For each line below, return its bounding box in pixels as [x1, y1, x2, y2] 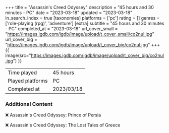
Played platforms [8, 78, 48, 84]
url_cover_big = [5, 36, 38, 42]
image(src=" [5, 52, 31, 58]
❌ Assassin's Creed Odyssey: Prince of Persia [5, 112, 101, 118]
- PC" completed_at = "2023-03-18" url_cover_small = [5, 26, 118, 32]
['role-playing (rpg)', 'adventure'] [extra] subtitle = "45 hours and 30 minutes [5, 20, 164, 26]
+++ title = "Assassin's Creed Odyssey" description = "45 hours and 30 [5, 5, 154, 10]
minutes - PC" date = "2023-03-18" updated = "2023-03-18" [5, 10, 133, 16]
